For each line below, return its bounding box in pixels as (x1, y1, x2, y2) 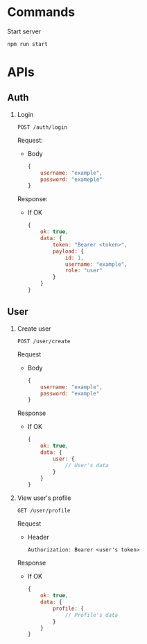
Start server (7, 27, 42, 36)
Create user (17, 324, 51, 333)
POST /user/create (17, 338, 71, 345)
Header (27, 533, 50, 542)
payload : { (52, 248, 85, 255)
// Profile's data (64, 611, 119, 618)
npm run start (7, 40, 49, 47)
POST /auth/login (17, 123, 68, 131)
